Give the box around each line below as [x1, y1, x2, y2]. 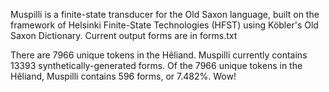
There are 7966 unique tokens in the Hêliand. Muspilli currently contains [10, 49, 308, 61]
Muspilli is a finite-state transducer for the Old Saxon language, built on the [10, 9, 320, 20]
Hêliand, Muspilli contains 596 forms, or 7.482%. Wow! [10, 70, 237, 82]
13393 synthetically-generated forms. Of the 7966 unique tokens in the [10, 60, 303, 71]
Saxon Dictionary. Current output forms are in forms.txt [10, 30, 238, 41]
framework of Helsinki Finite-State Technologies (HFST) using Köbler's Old [10, 19, 319, 31]
